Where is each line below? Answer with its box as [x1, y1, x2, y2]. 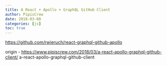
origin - [5, 49, 20, 55]
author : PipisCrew [5, 12, 43, 17]
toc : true [5, 26, 26, 31]
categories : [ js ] [5, 21, 41, 26]
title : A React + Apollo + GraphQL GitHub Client [5, 7, 111, 12]
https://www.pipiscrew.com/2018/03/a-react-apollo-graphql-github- [21, 49, 162, 55]
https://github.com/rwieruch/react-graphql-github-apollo [5, 39, 123, 45]
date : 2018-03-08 [5, 16, 41, 21]
